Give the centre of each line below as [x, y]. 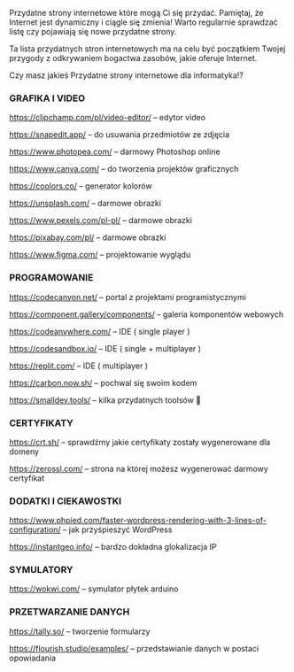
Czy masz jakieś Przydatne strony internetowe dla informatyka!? [126, 75]
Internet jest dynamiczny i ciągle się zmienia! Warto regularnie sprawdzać [144, 22]
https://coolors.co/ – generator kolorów [81, 186]
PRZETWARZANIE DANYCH [70, 612]
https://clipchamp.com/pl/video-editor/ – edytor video [108, 118]
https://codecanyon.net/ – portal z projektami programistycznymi [128, 297]
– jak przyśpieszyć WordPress [117, 529]
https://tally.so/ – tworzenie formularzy [80, 631]
